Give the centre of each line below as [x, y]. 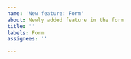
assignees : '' [27, 39]
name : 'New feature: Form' [46, 13]
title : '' [21, 26]
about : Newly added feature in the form [66, 20]
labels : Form [26, 33]
